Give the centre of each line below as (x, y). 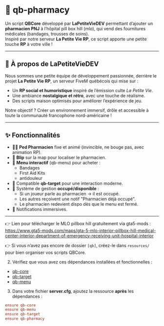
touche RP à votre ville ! (29, 44)
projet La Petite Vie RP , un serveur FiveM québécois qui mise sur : (72, 81)
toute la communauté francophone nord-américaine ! (59, 115)
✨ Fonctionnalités (33, 135)
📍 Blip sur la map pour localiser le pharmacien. (59, 157)
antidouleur (31, 178)
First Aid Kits (32, 173)
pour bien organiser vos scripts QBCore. (46, 252)
